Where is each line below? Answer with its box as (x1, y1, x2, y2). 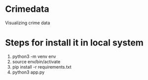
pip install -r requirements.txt (12, 64, 72, 70)
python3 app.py (12, 69, 45, 75)
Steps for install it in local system (5, 37, 144, 48)
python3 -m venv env (12, 53, 56, 59)
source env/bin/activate (12, 58, 61, 65)
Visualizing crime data (5, 20, 50, 26)
